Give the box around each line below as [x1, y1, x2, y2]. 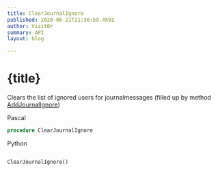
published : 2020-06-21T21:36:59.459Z [7, 16, 115, 23]
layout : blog [7, 35, 44, 42]
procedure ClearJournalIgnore [7, 127, 94, 134]
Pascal [7, 114, 26, 122]
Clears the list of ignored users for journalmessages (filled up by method [7, 94, 212, 102]
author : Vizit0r [7, 23, 53, 29]
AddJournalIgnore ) [7, 100, 60, 109]
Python [7, 139, 27, 147]
